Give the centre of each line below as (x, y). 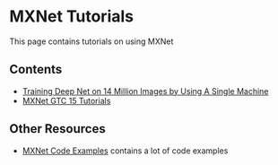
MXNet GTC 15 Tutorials (66, 100)
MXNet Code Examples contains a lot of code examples (125, 151)
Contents (36, 69)
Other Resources (57, 129)
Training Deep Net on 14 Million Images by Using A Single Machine (145, 91)
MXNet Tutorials (72, 17)
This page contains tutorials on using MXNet (91, 41)
